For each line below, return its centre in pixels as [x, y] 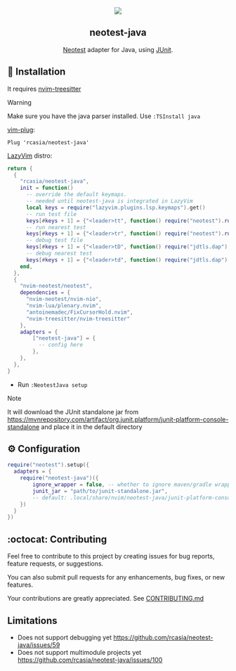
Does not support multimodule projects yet [79, 652]
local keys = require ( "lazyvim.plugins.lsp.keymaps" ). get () [116, 207]
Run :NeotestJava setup [52, 384]
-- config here [60, 345]
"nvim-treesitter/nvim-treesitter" [78, 319]
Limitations [32, 621]
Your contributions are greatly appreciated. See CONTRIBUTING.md [106, 599]
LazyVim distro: [30, 155]
